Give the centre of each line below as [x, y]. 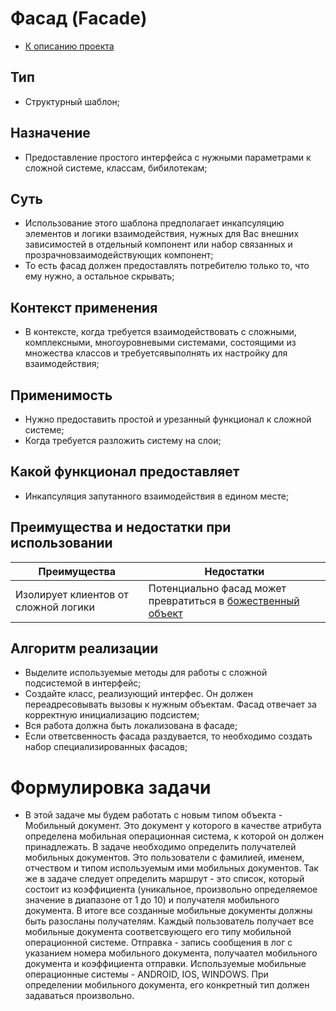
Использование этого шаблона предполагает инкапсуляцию [154, 223]
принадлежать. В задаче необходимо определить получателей [160, 847]
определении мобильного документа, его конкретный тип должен [167, 985]
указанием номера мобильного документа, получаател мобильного [171, 953]
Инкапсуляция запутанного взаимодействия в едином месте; [157, 496]
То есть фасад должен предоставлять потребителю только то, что [167, 266]
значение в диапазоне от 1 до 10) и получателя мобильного [152, 900]
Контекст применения [84, 307]
